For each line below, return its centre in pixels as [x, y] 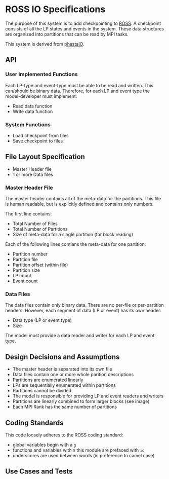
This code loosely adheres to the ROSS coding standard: [64, 435]
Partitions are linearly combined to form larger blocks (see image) [81, 401]
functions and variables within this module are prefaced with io [79, 450]
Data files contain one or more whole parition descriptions [73, 375]
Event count [25, 281]
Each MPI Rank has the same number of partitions [65, 407]
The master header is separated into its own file [62, 369]
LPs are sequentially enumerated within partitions [64, 385]
